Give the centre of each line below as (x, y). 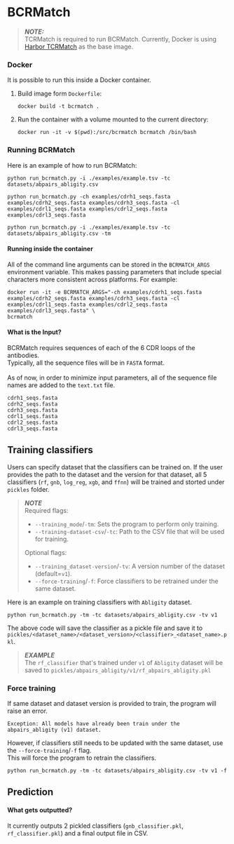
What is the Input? (34, 332)
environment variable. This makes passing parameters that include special (115, 272)
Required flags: (46, 510)
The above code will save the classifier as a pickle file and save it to (105, 628)
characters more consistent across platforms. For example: (92, 279)
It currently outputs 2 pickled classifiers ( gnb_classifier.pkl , (96, 826)
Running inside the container (50, 249)
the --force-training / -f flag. (49, 751)
